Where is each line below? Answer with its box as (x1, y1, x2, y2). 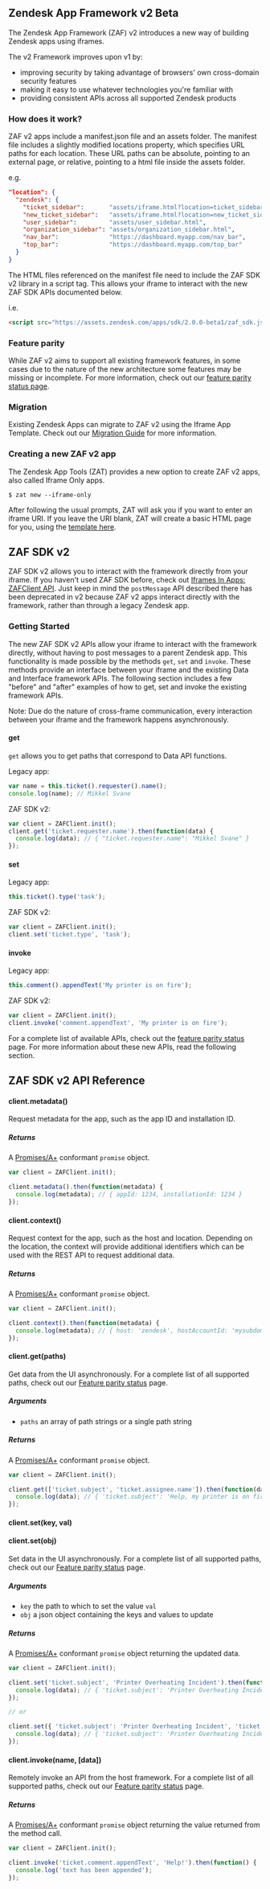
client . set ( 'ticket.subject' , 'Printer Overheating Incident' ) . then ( (8, 1678, 247, 1686)
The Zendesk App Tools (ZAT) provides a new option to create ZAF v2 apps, (8, 467, 260, 476)
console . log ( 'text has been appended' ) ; (15, 1866, 153, 1874)
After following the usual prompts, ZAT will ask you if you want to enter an (8, 504, 253, 514)
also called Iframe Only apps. (8, 475, 105, 485)
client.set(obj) (8, 1536, 57, 1545)
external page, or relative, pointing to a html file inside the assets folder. (8, 157, 246, 167)
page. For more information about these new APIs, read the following (8, 1042, 237, 1052)
